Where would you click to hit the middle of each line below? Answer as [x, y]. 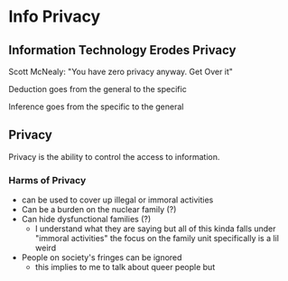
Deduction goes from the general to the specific [98, 89]
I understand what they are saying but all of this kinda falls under [155, 229]
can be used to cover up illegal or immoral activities [117, 200]
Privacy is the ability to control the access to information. [114, 156]
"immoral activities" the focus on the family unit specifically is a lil [157, 239]
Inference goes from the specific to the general [96, 107]
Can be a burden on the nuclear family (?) [99, 210]
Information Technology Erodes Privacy [122, 50]
